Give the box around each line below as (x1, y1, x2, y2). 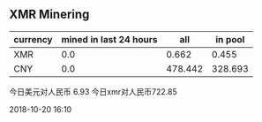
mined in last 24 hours (61, 33, 158, 45)
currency (13, 33, 53, 45)
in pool (215, 33, 245, 45)
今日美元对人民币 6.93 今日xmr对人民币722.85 (9, 86, 178, 96)
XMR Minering (9, 7, 90, 22)
